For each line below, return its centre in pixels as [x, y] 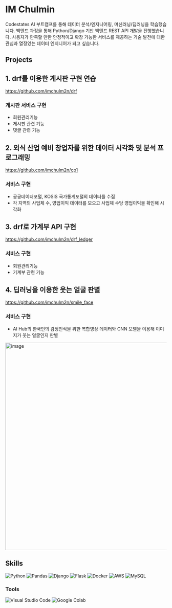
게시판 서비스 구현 [26, 105]
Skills [14, 564]
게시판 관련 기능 [28, 124]
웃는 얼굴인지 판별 [40, 335]
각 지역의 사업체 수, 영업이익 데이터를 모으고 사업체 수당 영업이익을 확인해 [86, 202]
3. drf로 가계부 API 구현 [41, 227]
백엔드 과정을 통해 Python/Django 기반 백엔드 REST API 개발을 [79, 30]
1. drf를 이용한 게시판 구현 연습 [51, 78]
